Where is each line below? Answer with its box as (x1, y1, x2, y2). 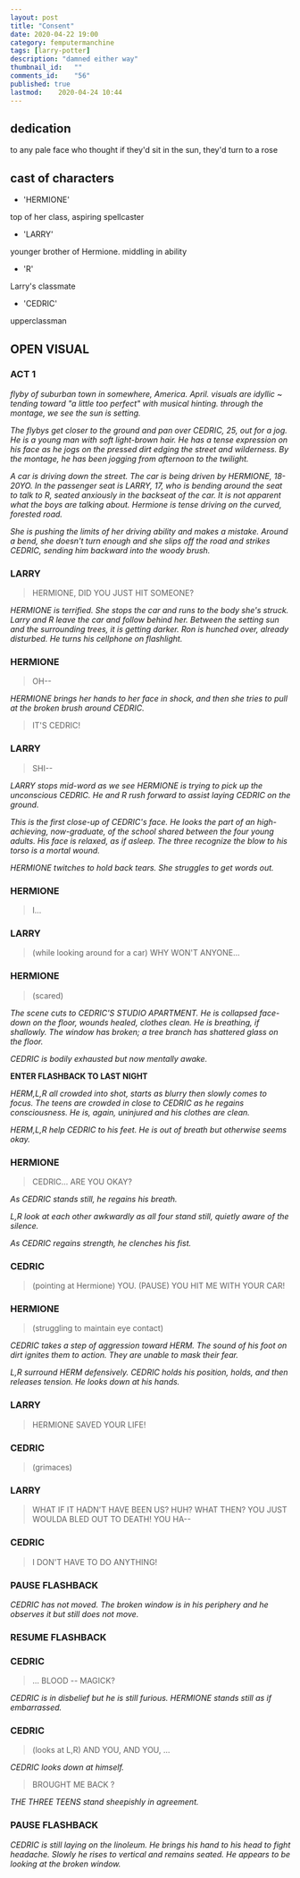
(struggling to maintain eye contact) (31, 1323, 164, 1334)
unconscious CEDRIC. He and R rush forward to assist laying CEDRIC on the (10, 789, 291, 800)
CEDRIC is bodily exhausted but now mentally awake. (10, 1053, 208, 1064)
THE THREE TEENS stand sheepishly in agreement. (10, 1797, 199, 1807)
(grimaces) (31, 1462, 72, 1473)
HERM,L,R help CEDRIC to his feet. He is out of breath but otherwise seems (10, 1124, 287, 1135)
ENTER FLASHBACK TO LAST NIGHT (10, 1070, 148, 1082)
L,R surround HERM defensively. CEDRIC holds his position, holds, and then (10, 1367, 288, 1377)
